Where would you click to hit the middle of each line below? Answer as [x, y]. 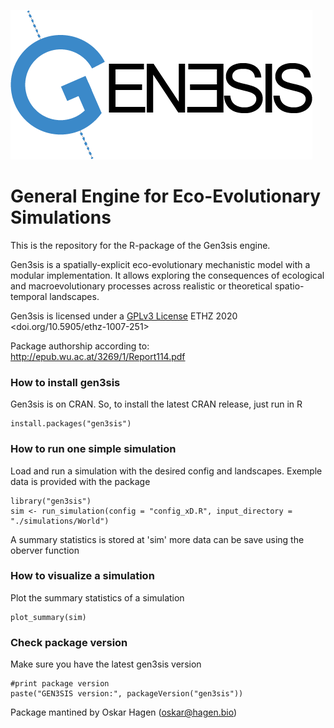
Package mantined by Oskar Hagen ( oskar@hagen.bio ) [124, 712]
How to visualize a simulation [82, 576]
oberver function [45, 550]
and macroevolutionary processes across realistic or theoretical [141, 286]
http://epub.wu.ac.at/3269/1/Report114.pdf [98, 356]
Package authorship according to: [80, 346]
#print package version [60, 684]
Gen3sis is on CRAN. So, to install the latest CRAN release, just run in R [156, 404]
